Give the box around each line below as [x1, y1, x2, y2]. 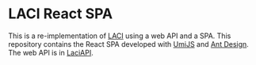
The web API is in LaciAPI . [8, 48, 94, 57]
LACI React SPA [8, 5, 113, 23]
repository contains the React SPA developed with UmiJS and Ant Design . [8, 39, 250, 48]
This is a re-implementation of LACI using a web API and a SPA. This [8, 31, 231, 40]
